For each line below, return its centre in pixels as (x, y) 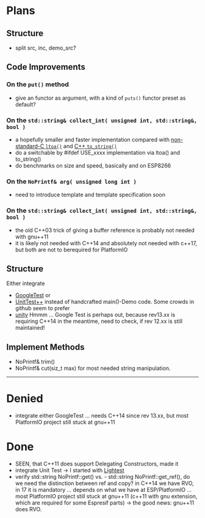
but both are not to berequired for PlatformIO (71, 250)
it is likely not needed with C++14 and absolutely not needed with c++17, (106, 243)
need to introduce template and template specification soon (90, 195)
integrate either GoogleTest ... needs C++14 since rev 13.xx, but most (102, 416)
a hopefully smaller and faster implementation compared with (92, 139)
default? (25, 104)
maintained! (30, 328)
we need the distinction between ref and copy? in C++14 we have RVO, (104, 483)
